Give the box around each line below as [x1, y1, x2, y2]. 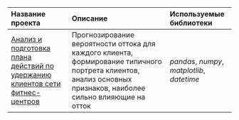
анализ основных [71, 75, 132, 84]
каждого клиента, [71, 48, 133, 58]
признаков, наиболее [71, 83, 146, 93]
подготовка [11, 43, 51, 53]
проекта [11, 18, 41, 28]
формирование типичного [71, 57, 162, 66]
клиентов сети [11, 79, 61, 88]
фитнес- [11, 88, 41, 97]
